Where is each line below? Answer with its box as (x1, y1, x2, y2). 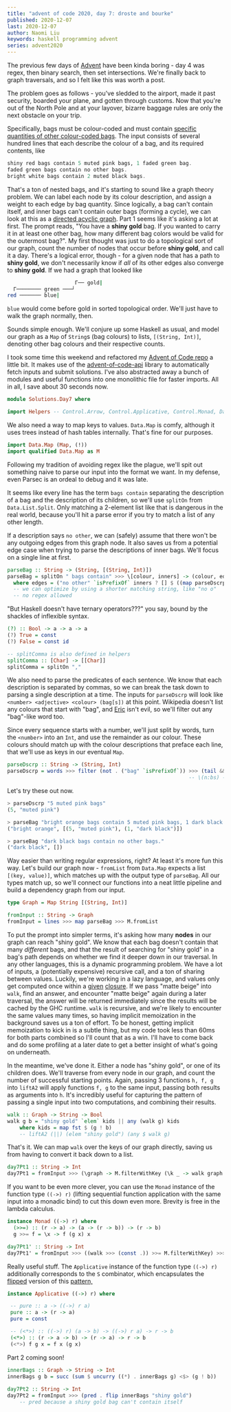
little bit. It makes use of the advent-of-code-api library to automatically (7, 360, 210, 369)
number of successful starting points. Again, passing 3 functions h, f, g (7, 1076, 214, 1084)
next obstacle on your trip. (7, 111, 82, 119)
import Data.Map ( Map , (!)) (7, 442, 88, 449)
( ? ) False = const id (7, 638, 69, 645)
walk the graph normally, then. (7, 312, 93, 320)
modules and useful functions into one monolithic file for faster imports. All (7, 375, 219, 384)
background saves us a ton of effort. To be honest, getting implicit (7, 1019, 195, 1027)
